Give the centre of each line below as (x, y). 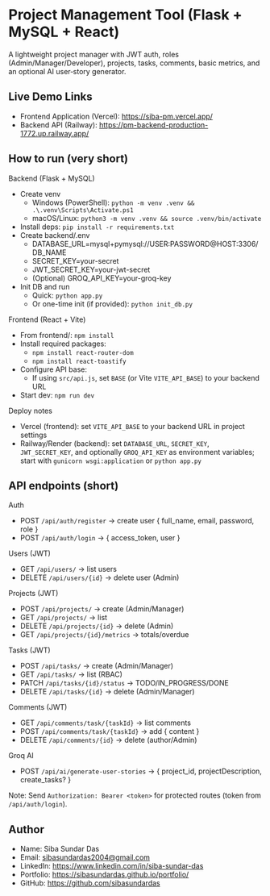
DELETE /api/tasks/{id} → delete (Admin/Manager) (107, 692)
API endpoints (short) (64, 486)
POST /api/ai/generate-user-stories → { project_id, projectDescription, (141, 771)
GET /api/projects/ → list (63, 618)
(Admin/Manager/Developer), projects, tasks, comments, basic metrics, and (134, 63)
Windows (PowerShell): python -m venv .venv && (113, 202)
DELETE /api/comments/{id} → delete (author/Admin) (108, 740)
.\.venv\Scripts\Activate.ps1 (83, 210)
